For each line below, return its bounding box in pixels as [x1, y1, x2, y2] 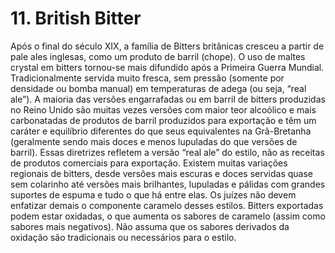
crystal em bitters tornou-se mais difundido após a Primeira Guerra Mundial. [10, 61, 325, 73]
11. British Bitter [10, 7, 142, 30]
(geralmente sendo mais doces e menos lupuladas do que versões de [10, 135, 298, 147]
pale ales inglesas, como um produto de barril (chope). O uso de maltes [10, 50, 306, 62]
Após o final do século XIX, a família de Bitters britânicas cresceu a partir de [10, 40, 325, 52]
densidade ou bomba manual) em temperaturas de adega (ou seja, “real [10, 82, 307, 94]
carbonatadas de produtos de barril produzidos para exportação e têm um [10, 114, 317, 126]
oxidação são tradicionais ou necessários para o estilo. [10, 231, 237, 243]
